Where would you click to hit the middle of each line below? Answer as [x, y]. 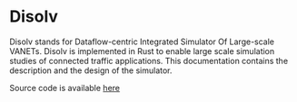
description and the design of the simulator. [91, 70]
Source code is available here [65, 88]
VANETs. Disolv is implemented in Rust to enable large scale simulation [142, 51]
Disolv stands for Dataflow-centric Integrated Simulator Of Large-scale [142, 42]
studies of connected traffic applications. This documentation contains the [149, 60]
